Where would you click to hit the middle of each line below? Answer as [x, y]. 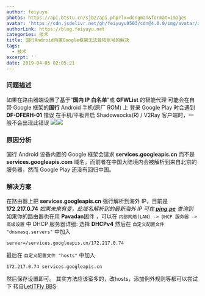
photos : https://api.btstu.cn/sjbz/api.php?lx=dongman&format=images [97, 18]
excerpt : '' [21, 57]
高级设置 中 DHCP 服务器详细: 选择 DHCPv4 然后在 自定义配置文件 [85, 224]
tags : [13, 46]
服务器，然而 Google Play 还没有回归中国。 [60, 170]
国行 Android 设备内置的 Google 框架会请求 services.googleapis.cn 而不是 [101, 154]
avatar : [16, 23]
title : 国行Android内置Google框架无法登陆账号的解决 [68, 40]
